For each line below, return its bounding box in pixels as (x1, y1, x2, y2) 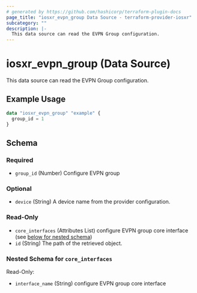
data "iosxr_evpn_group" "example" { (6, 110, 101, 116)
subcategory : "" (6, 20, 47, 26)
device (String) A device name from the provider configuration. (14, 198, 171, 205)
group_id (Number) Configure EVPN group (14, 169, 120, 177)
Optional (6, 184, 32, 193)
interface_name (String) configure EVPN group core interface (14, 280, 166, 287)
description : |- (6, 25, 47, 32)
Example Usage (6, 94, 66, 104)
